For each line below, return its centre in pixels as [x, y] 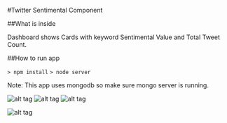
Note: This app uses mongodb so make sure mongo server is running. [108, 85]
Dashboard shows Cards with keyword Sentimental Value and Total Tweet [114, 37]
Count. [17, 44]
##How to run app [34, 58]
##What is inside [32, 23]
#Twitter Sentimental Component [55, 10]
